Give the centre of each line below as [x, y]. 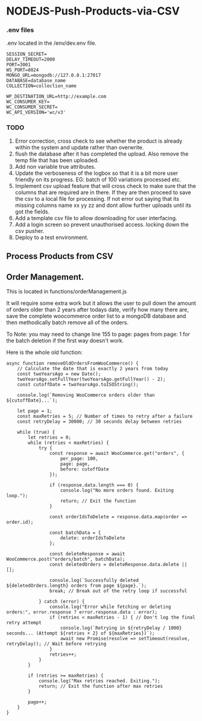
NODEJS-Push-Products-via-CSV [93, 11]
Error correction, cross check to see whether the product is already [99, 141]
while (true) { [36, 432]
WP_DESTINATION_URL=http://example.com [56, 97]
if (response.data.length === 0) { [94, 485]
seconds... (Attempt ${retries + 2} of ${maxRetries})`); [80, 633]
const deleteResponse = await [87, 554]
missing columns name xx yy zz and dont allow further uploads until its [103, 205]
